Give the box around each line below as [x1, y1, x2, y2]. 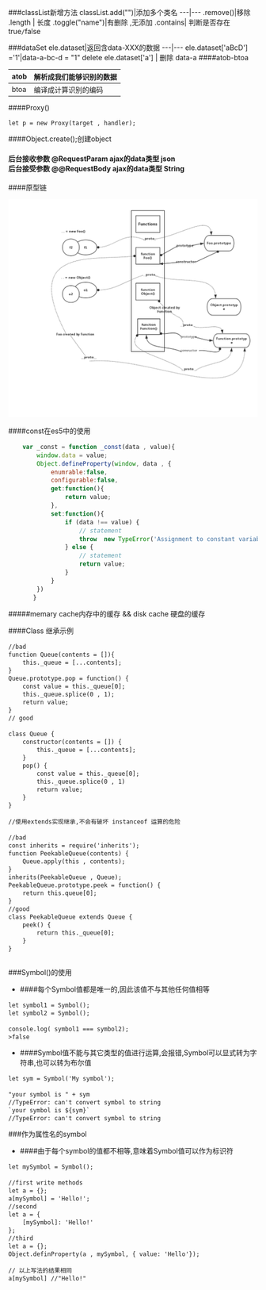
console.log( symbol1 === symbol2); [8, 1025, 129, 1033]
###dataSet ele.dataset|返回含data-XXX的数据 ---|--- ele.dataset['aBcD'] [8, 43, 248, 52]
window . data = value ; [36, 451, 108, 459]
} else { [64, 543, 93, 551]
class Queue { [8, 730, 55, 738]
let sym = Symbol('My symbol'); [8, 1074, 115, 1082]
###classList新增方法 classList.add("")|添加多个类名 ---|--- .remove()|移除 [8, 8, 251, 17]
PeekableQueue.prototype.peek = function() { [8, 881, 161, 889]
